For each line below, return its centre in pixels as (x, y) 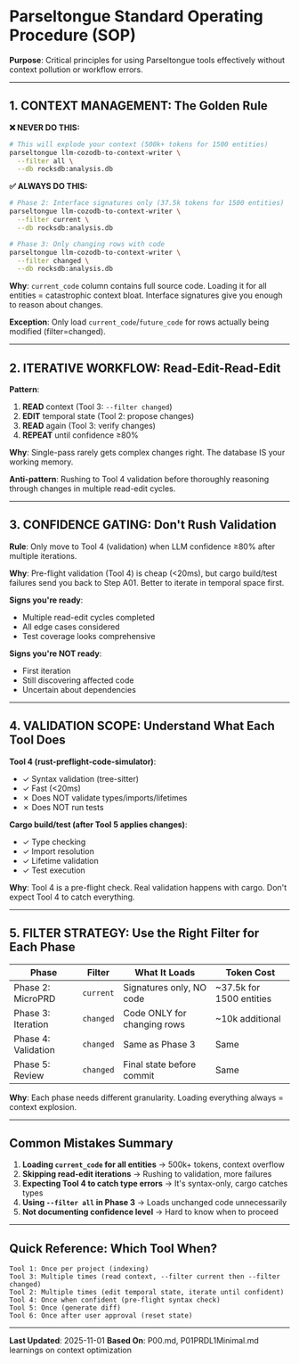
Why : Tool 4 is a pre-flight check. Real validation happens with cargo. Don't (148, 887)
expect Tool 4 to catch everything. (72, 897)
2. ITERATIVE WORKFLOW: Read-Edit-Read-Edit (145, 368)
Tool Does (38, 740)
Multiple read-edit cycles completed (89, 617)
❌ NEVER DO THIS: (44, 127)
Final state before (160, 1064)
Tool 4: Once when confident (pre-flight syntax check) (115, 1300)
